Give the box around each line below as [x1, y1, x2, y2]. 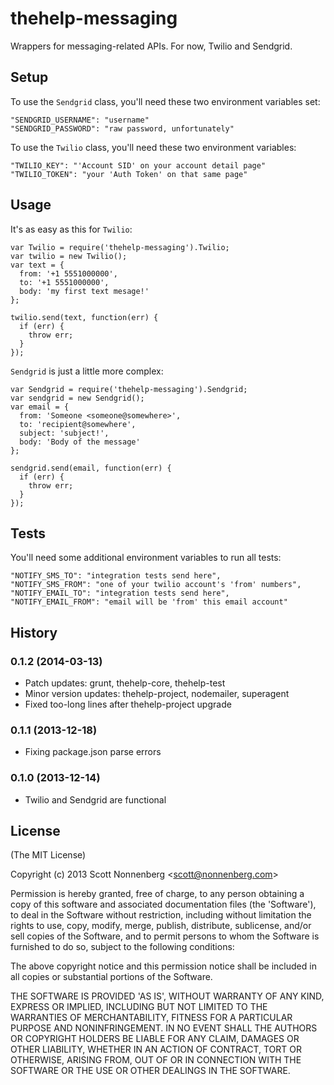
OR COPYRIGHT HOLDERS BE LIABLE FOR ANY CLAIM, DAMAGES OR [10, 1033, 300, 1045]
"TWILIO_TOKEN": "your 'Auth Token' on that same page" [10, 169, 248, 179]
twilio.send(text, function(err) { [10, 312, 159, 322]
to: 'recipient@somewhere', [19, 419, 137, 429]
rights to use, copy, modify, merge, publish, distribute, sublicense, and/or [10, 920, 312, 932]
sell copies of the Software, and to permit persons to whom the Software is [10, 930, 320, 942]
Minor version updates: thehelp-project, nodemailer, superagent [24, 688, 290, 700]
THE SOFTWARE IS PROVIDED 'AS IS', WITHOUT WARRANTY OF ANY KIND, [10, 990, 325, 1002]
